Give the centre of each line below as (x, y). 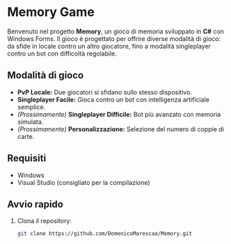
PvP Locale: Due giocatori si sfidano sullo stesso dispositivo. (105, 92)
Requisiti (27, 158)
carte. (26, 136)
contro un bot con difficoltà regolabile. (62, 54)
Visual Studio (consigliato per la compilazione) (84, 182)
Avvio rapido (35, 204)
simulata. (30, 122)
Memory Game (51, 12)
